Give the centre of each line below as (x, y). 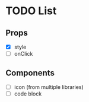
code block (28, 94)
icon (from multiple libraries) (49, 87)
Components (30, 73)
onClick (23, 54)
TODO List (31, 11)
